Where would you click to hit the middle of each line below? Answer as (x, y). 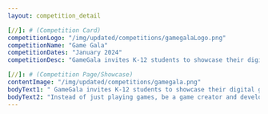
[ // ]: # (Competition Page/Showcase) (70, 75)
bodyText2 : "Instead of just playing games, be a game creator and (122, 97)
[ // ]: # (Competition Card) (54, 30)
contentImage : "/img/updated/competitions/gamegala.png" (104, 82)
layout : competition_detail (54, 16)
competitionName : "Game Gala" (58, 45)
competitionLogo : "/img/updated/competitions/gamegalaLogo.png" (117, 38)
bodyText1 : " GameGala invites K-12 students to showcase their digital (131, 89)
